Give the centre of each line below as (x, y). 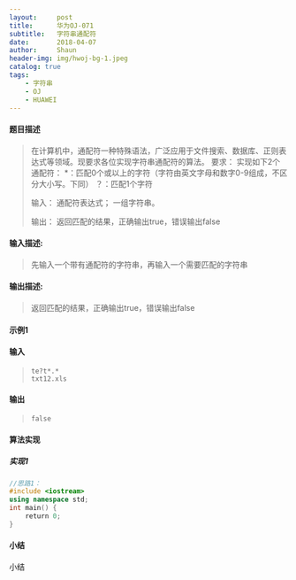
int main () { (33, 508)
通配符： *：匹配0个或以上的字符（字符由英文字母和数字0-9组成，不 (155, 173)
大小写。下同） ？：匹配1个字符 (95, 183)
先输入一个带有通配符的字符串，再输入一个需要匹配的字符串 (139, 264)
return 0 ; (43, 516)
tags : (19, 75)
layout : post (41, 17)
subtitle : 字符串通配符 (53, 34)
